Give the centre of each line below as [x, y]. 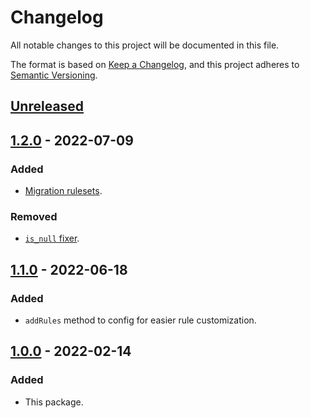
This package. [54, 402]
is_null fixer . [52, 238]
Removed [34, 216]
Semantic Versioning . [54, 75]
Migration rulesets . [63, 191]
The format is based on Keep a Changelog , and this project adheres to [155, 64]
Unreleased [47, 106]
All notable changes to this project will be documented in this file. [145, 45]
